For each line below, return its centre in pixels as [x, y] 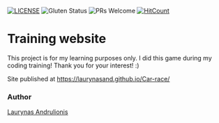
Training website [57, 39]
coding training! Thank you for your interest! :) [73, 65]
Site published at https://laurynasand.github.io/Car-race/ [89, 79]
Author [20, 97]
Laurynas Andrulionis [38, 112]
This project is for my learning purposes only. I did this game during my [110, 58]
